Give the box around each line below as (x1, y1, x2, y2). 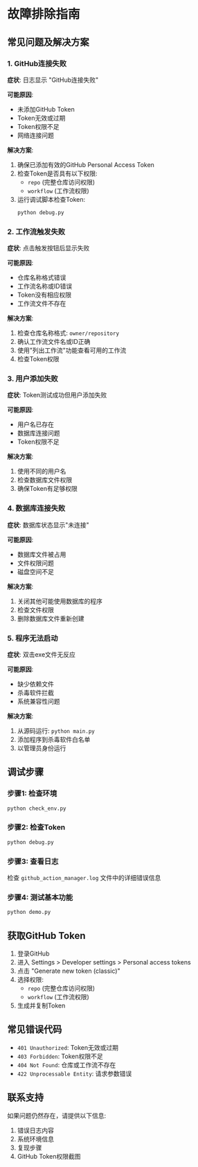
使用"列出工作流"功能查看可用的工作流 (17, 346, 127, 354)
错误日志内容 (17, 1126, 54, 1134)
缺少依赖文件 (17, 680, 54, 688)
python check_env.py (7, 805, 67, 812)
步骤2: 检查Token (7, 822, 66, 832)
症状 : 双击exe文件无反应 (7, 650, 76, 659)
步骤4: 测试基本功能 (7, 892, 73, 902)
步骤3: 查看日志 (7, 856, 59, 866)
